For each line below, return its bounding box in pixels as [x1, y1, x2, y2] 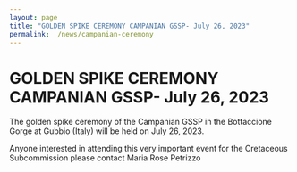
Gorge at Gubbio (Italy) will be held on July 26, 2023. [9, 126, 205, 136]
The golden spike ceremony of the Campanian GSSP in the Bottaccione [9, 117, 273, 127]
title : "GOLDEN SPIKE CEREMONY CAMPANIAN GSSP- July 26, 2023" [9, 21, 250, 30]
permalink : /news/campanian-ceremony [9, 29, 154, 38]
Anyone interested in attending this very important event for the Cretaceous [9, 143, 288, 154]
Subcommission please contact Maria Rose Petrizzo [9, 152, 201, 163]
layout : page [9, 12, 58, 22]
